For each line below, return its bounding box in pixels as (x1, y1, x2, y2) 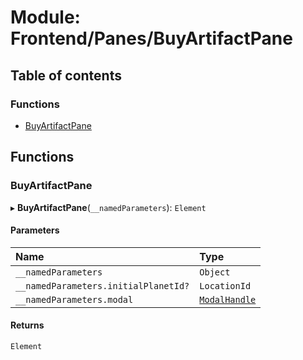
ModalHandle (199, 294, 257, 305)
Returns (10, 319, 45, 331)
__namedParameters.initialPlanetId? (15, 280, 190, 291)
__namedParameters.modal (15, 294, 134, 305)
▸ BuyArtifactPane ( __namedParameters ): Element (10, 201, 207, 213)
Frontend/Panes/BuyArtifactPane (10, 27, 293, 50)
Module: (10, 6, 81, 29)
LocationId (199, 280, 252, 291)
